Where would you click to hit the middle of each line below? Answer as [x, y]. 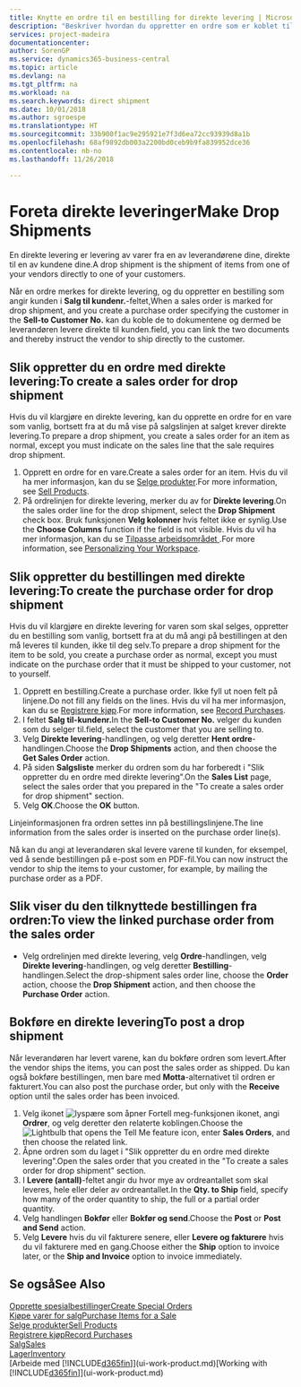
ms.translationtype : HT [54, 126]
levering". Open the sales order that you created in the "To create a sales [155, 1160]
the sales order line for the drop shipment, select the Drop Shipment [149, 511]
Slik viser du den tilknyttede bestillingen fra [133, 906]
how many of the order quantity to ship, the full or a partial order [141, 1199]
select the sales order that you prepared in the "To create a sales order [153, 787]
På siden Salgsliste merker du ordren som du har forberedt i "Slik [143, 768]
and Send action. [54, 1228]
